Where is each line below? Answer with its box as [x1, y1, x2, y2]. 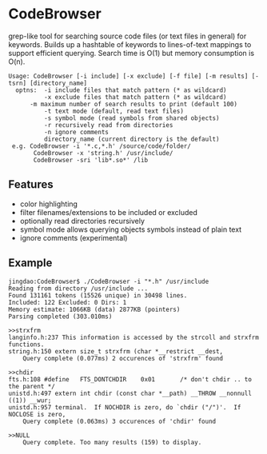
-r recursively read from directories [43, 121, 173, 129]
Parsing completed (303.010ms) [8, 313, 113, 321]
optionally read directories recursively [19, 216, 145, 225]
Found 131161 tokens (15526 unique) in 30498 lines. [8, 291, 188, 300]
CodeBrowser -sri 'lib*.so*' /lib [33, 156, 149, 164]
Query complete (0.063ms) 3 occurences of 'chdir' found [22, 417, 217, 425]
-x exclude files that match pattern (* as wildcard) [43, 93, 227, 101]
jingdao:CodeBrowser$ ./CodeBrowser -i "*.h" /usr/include [8, 277, 209, 285]
